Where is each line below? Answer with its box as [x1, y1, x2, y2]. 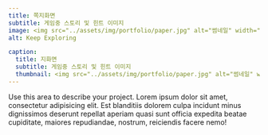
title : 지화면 [15, 56, 57, 64]
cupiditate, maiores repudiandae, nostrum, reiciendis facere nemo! [8, 117, 227, 127]
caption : [8, 48, 37, 56]
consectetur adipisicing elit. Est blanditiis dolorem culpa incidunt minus [8, 100, 242, 110]
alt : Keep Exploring [8, 33, 77, 42]
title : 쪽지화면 [8, 11, 56, 20]
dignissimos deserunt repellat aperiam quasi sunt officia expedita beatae [8, 109, 247, 118]
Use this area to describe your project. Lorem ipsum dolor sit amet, [8, 92, 229, 102]
